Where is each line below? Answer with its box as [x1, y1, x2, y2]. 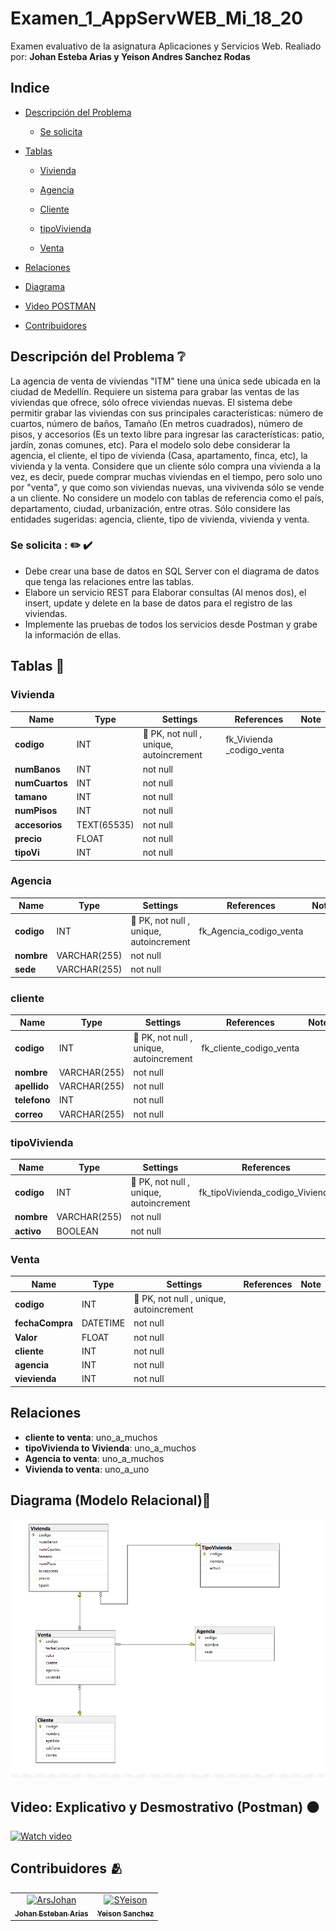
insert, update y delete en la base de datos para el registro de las [24, 597, 293, 609]
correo [14, 1108, 43, 1120]
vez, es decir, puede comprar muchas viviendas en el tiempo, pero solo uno [10, 470, 323, 482]
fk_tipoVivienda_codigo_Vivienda [198, 1187, 334, 1199]
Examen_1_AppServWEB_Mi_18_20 [10, 7, 304, 30]
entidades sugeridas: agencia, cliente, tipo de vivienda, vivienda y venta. [10, 513, 310, 525]
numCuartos [14, 777, 68, 789]
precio [14, 832, 43, 844]
